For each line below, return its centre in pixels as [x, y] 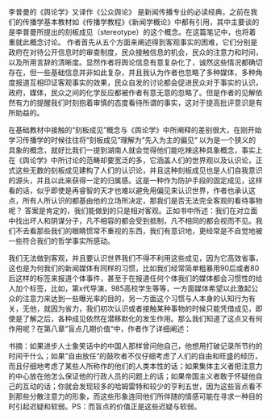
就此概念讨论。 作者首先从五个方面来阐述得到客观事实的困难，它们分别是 [136, 42]
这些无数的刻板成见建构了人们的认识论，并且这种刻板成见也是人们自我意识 [139, 170]
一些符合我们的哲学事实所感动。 [61, 241]
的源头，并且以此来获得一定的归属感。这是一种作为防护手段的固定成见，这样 [135, 180]
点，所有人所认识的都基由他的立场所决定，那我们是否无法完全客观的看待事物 [135, 201]
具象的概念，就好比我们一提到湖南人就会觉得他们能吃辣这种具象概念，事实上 [135, 150]
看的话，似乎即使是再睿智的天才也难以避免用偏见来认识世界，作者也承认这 [132, 191]
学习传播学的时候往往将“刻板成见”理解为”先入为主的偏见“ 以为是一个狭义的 [132, 140]
